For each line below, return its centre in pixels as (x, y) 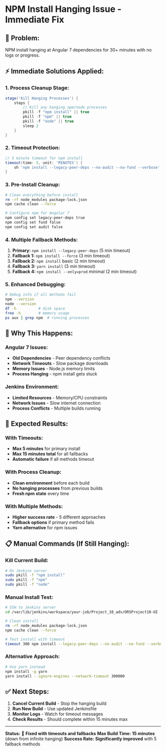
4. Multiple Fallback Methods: (41, 240)
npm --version (20, 299)
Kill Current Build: (27, 561)
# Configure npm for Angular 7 (37, 213)
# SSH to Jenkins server (31, 608)
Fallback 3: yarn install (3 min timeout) (54, 266)
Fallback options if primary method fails (53, 522)
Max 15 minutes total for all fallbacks (50, 454)
